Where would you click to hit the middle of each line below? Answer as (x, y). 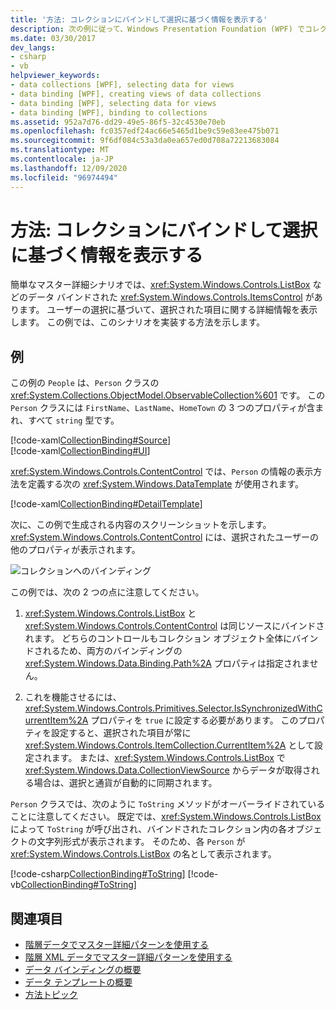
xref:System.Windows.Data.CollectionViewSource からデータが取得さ (168, 770)
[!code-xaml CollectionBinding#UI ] (80, 451)
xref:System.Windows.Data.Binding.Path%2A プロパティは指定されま (167, 663)
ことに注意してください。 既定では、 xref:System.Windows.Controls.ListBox (166, 817)
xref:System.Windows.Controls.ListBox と (110, 613)
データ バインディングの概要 (83, 970)
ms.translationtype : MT (60, 150)
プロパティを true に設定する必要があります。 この (194, 720)
